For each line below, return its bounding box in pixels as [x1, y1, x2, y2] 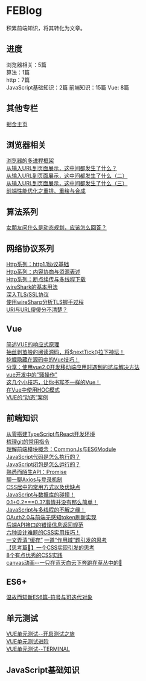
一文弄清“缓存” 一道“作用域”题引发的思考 [6, 536, 107, 544]
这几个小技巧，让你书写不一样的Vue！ [6, 378, 101, 386]
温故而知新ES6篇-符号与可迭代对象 [6, 594, 93, 601]
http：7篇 [6, 76, 30, 84]
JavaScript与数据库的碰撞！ [6, 491, 75, 498]
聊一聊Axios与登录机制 [6, 476, 63, 483]
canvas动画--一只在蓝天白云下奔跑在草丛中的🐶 [6, 559, 122, 566]
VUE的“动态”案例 [6, 393, 48, 401]
